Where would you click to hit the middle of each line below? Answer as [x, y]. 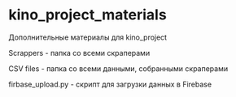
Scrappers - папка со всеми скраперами [79, 53]
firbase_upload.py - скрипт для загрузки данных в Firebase [110, 84]
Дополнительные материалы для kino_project [88, 37]
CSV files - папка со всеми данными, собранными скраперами [118, 68]
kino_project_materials [87, 15]
